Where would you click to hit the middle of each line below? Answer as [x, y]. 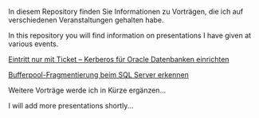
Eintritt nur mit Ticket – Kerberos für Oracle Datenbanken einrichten [119, 59]
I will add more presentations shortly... [71, 106]
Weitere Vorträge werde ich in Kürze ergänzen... [87, 90]
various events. [33, 44]
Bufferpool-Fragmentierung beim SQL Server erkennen [99, 75]
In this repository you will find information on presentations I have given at [130, 35]
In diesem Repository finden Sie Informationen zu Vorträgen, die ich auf [126, 12]
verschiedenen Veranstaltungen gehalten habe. [86, 20]
